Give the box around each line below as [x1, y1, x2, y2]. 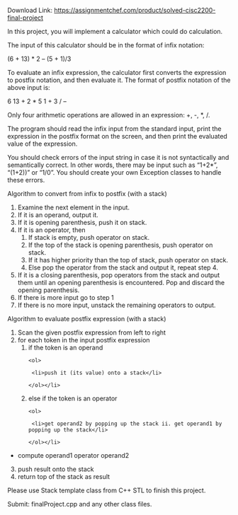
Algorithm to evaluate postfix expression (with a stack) [7, 315, 166, 323]
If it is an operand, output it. [17, 211, 99, 219]
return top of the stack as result [17, 473, 110, 480]
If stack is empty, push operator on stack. [28, 233, 150, 241]
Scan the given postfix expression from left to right [17, 328, 166, 337]
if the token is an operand [28, 343, 103, 352]
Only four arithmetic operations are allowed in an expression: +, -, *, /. [7, 111, 210, 119]
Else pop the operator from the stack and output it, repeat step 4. [28, 263, 218, 272]
